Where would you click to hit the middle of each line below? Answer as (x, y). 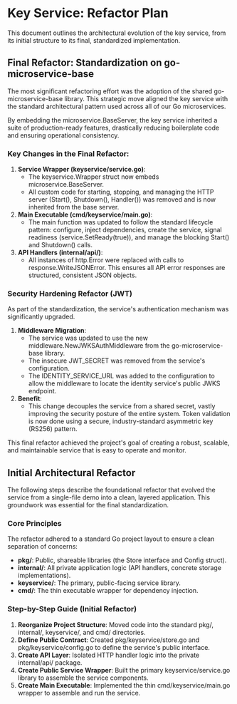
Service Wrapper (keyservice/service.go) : (81, 170)
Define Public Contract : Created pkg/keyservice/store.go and (109, 640)
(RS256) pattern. (53, 429)
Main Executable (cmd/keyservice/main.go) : (85, 214)
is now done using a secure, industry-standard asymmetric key (121, 421)
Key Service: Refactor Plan (88, 13)
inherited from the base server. (74, 207)
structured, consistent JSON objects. (83, 275)
